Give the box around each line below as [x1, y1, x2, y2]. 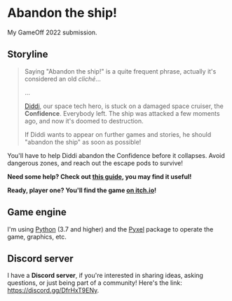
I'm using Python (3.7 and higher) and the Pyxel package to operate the [7, 225, 214, 233]
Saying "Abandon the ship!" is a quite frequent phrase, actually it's [24, 67, 217, 75]
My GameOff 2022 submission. [7, 28, 97, 36]
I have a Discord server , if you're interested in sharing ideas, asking [7, 272, 203, 280]
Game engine [7, 206, 67, 218]
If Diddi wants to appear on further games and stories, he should [24, 130, 212, 138]
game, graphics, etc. [7, 232, 67, 241]
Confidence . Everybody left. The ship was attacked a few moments [24, 109, 220, 117]
